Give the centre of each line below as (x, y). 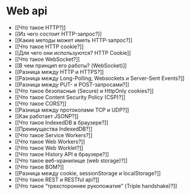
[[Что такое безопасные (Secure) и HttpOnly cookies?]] (84, 91)
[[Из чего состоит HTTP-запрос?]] (58, 33)
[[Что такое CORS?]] (41, 103)
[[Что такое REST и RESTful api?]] (57, 179)
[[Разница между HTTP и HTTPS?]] (59, 72)
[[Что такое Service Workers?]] (54, 135)
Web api (27, 11)
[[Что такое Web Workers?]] (50, 141)
